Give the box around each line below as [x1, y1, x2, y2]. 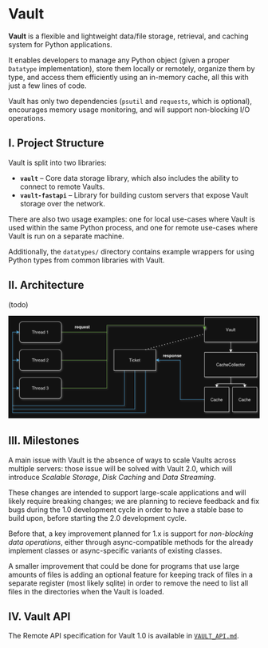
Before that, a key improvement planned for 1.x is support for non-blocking [8, 529, 254, 538]
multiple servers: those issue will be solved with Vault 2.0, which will [8, 463, 233, 473]
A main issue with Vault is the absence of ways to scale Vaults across [8, 455, 237, 465]
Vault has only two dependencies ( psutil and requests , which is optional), [8, 96, 253, 106]
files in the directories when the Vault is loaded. [8, 586, 165, 596]
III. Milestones [8, 434, 80, 448]
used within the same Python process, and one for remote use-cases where [8, 222, 258, 232]
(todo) [8, 299, 29, 309]
